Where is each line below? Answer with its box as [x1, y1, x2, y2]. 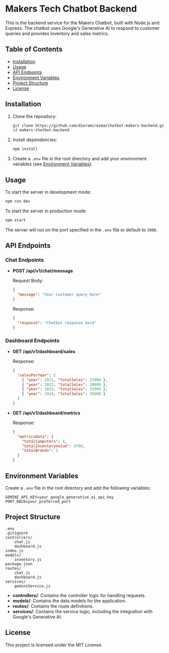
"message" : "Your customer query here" [17, 292, 101, 298]
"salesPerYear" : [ [17, 373, 56, 378]
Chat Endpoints [5, 257, 44, 264]
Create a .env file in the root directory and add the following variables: [5, 485, 151, 491]
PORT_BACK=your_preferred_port [5, 499, 71, 504]
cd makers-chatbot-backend [12, 128, 70, 133]
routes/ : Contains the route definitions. [12, 603, 94, 609]
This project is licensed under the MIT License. [5, 641, 103, 648]
